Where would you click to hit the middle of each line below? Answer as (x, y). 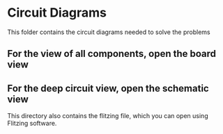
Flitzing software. (32, 124)
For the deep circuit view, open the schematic (108, 88)
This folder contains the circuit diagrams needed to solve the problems (109, 32)
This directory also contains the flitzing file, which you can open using (108, 116)
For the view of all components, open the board (112, 54)
